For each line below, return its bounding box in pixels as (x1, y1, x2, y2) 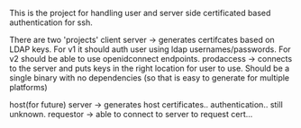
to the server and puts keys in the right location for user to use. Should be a (9, 63, 290, 73)
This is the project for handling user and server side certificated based (9, 8, 271, 18)
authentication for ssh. (9, 17, 93, 28)
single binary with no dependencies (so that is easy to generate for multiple (9, 73, 290, 83)
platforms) (9, 82, 48, 92)
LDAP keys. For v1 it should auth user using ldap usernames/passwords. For (9, 44, 291, 55)
